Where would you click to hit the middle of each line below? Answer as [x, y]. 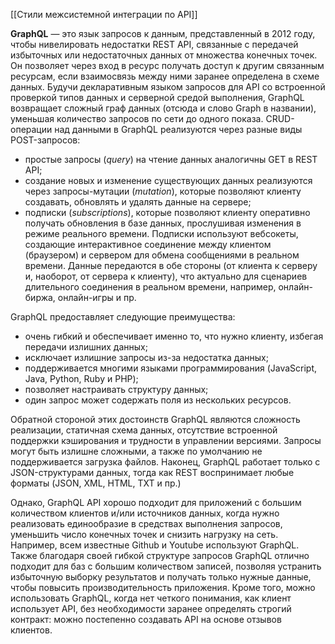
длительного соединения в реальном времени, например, [150, 287]
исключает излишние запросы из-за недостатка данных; [146, 357]
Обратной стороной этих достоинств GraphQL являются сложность [155, 419]
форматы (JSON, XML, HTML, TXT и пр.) [96, 483]
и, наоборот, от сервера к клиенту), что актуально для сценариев [166, 276]
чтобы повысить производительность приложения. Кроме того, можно [163, 587]
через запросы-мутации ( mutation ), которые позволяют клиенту [163, 191]
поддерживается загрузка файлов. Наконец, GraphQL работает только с [165, 462]
